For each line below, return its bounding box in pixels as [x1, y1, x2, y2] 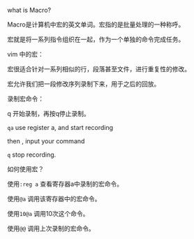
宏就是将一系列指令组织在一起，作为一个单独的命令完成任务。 [7, 35, 185, 43]
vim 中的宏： [7, 50, 44, 58]
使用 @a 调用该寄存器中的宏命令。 [7, 195, 101, 203]
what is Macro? [7, 6, 51, 14]
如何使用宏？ [7, 165, 44, 173]
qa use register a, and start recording [7, 124, 114, 131]
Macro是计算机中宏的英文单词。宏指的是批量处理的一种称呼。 [7, 20, 185, 29]
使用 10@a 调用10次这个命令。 [7, 210, 89, 217]
